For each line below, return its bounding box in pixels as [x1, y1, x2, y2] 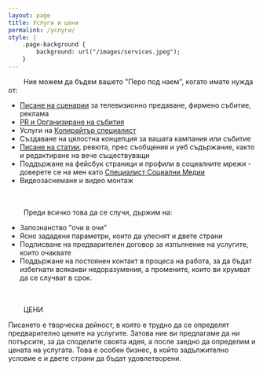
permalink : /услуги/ [8, 26, 76, 34]
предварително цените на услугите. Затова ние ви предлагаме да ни [8, 328, 240, 338]
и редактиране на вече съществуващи [19, 150, 150, 160]
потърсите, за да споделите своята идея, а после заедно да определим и [8, 336, 256, 346]
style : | [8, 33, 37, 42]
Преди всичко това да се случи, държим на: [23, 208, 173, 217]
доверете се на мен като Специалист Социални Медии [19, 167, 206, 177]
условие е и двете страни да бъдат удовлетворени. [8, 353, 182, 362]
